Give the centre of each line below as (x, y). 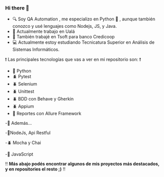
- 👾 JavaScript (19, 154)
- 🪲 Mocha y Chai (23, 143)
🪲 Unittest (23, 91)
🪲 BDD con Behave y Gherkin (43, 99)
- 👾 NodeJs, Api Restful (28, 133)
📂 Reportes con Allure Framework (47, 113)
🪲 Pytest (22, 77)
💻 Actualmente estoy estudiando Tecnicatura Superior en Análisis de (83, 42)
